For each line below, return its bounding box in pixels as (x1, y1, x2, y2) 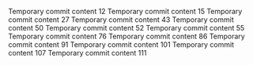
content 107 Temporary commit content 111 (8, 49, 147, 57)
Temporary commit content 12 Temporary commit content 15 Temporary (8, 7, 243, 16)
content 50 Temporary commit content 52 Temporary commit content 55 (8, 23, 245, 32)
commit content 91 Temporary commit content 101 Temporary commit (8, 40, 235, 49)
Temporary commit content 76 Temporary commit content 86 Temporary (8, 31, 245, 41)
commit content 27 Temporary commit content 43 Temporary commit (8, 15, 235, 24)
